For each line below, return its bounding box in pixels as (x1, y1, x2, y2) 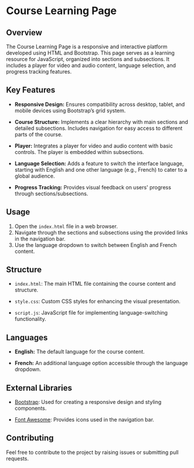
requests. (6, 454, 29, 462)
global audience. (14, 172, 55, 179)
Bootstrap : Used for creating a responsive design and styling (14, 399, 162, 406)
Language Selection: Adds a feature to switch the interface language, (14, 160, 184, 167)
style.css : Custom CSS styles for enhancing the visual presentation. (14, 298, 181, 305)
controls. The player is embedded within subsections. (14, 148, 145, 155)
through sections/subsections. (14, 190, 89, 197)
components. (14, 405, 47, 412)
